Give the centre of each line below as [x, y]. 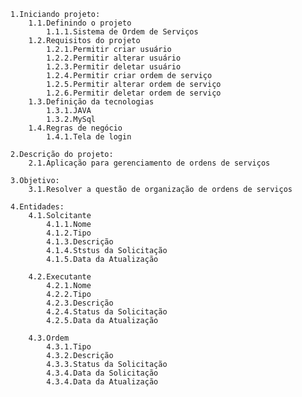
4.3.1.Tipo [69, 347]
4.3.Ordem [49, 338]
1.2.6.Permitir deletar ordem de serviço [134, 93]
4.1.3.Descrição [80, 242]
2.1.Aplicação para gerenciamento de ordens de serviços [149, 163]
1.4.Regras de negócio [75, 128]
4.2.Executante [60, 277]
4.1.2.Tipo [69, 233]
